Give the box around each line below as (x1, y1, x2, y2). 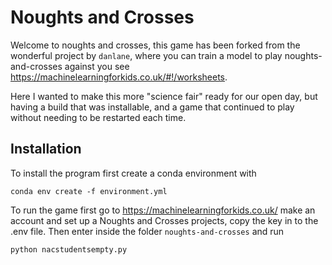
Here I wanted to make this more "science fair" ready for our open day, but (10, 90, 318, 102)
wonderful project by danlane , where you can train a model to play (10, 49, 283, 61)
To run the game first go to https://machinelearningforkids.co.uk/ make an (10, 204, 316, 216)
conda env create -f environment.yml (10, 186, 168, 196)
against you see (64, 60, 130, 72)
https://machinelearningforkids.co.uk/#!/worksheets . (10, 71, 228, 83)
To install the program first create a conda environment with (10, 167, 257, 179)
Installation (10, 141, 82, 158)
